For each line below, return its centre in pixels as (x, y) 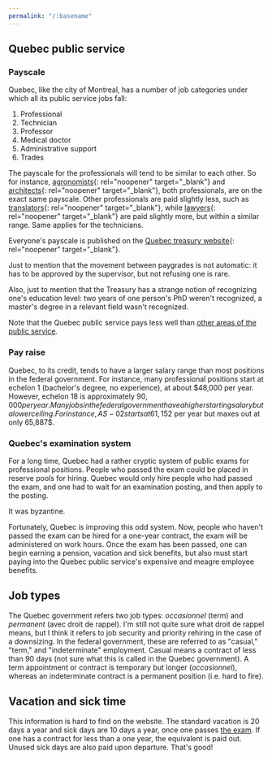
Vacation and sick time (67, 702)
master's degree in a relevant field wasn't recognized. (99, 307)
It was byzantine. (37, 511)
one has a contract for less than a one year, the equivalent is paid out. (125, 738)
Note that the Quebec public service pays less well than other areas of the (133, 323)
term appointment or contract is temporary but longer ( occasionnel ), (123, 667)
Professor (37, 132)
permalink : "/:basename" (50, 16)
